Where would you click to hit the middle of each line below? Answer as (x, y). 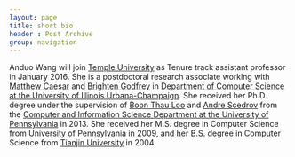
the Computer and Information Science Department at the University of (139, 114)
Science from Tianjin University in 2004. (83, 143)
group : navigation (43, 42)
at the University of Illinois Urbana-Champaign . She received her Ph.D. (138, 96)
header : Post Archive (51, 34)
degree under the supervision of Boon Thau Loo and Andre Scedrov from (144, 105)
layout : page (33, 17)
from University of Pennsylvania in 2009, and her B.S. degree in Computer (145, 133)
